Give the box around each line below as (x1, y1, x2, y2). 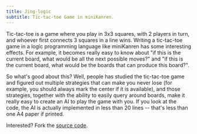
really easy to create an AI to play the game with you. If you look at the (6, 98, 177, 105)
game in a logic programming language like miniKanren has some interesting (6, 42, 192, 50)
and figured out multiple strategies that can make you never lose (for (6, 79, 172, 86)
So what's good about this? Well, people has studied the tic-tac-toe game (6, 73, 185, 80)
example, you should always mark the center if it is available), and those (6, 85, 181, 92)
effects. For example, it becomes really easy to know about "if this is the (6, 49, 181, 56)
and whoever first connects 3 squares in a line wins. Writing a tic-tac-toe (6, 36, 183, 43)
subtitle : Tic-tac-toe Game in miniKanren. (6, 14, 115, 20)
